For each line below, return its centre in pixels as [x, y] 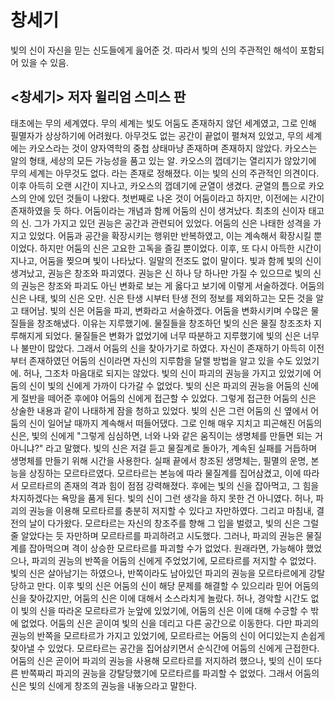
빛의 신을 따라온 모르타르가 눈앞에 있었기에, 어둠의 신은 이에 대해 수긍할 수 [164, 610]
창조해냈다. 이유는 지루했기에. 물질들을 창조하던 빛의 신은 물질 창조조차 [174, 323]
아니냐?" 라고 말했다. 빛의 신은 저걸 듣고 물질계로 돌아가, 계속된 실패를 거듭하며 [164, 448]
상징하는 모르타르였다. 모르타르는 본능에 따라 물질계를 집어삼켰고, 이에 [165, 473]
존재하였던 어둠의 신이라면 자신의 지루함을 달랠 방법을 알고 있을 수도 [160, 360]
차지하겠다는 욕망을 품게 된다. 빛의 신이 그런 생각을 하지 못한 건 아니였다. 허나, [162, 498]
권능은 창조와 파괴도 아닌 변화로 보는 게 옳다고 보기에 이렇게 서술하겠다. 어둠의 [172, 285]
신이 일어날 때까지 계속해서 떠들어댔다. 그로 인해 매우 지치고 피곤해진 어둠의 [175, 423]
